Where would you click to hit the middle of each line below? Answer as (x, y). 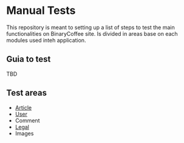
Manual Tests (41, 11)
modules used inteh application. (46, 40)
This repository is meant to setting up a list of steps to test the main (90, 27)
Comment (27, 120)
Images (24, 133)
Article (23, 107)
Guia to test (29, 59)
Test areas (27, 93)
